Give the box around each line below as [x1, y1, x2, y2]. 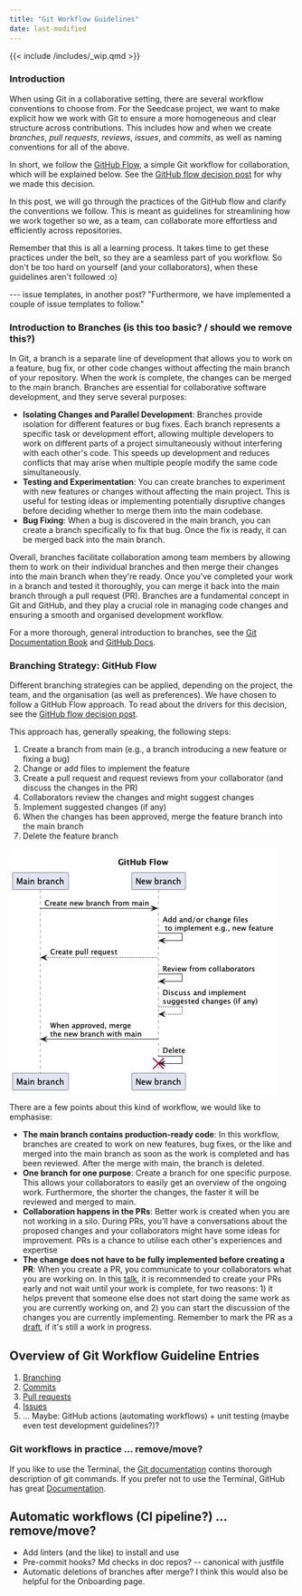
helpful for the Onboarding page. [22, 1576, 146, 1587]
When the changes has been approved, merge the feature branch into [22, 811, 283, 822]
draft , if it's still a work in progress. [22, 1321, 152, 1332]
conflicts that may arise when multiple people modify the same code [22, 458, 278, 469]
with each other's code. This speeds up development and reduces [22, 448, 270, 459]
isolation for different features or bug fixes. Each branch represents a [22, 419, 280, 430]
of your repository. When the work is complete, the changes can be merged [9, 372, 292, 383]
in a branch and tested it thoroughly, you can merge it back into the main [9, 581, 280, 592]
